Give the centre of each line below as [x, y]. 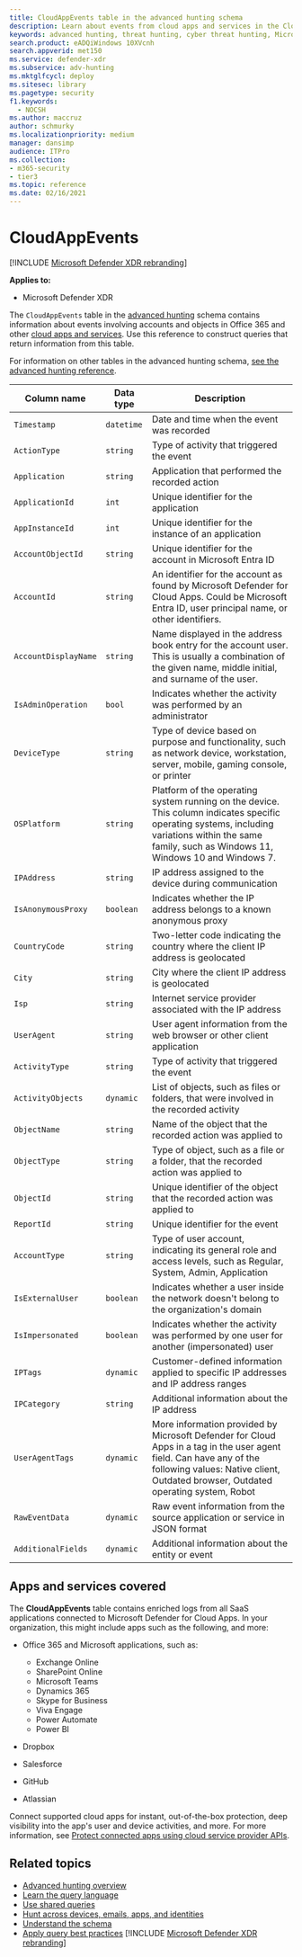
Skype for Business [71, 1700]
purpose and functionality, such [218, 741]
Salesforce [42, 1764]
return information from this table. [72, 344]
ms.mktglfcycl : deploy [52, 76]
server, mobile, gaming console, [219, 764]
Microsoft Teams [67, 1681]
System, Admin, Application [210, 1272]
